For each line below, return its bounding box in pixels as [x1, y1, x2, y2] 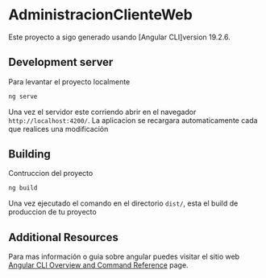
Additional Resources [8, 231, 118, 244]
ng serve [8, 92, 38, 100]
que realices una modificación [8, 124, 109, 133]
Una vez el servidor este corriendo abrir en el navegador [8, 107, 197, 117]
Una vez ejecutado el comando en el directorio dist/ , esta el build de [8, 198, 239, 208]
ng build [8, 184, 38, 192]
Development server [8, 55, 114, 69]
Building [8, 147, 51, 161]
